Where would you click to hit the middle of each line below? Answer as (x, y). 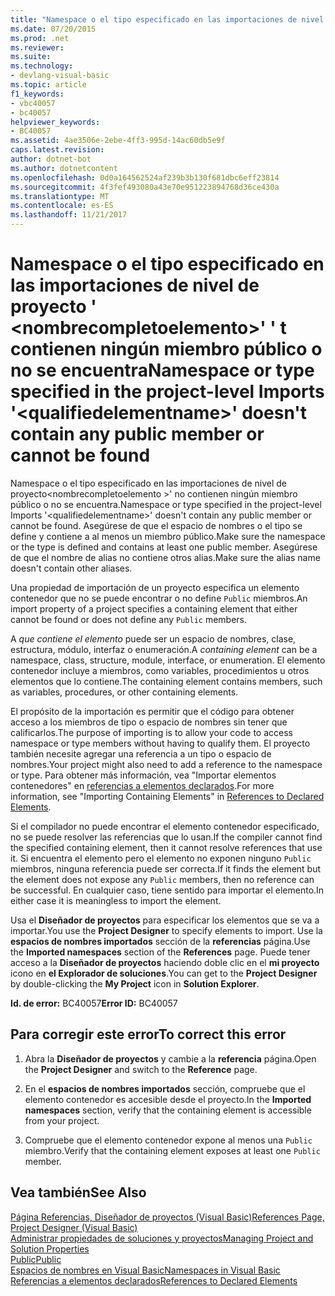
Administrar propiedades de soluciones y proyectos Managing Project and (162, 1238)
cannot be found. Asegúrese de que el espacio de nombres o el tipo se (156, 525)
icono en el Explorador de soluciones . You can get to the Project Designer (164, 973)
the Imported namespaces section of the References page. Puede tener (160, 952)
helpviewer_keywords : (55, 122)
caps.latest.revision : (57, 150)
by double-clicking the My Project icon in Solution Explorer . (135, 983)
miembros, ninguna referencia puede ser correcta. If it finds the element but (166, 868)
